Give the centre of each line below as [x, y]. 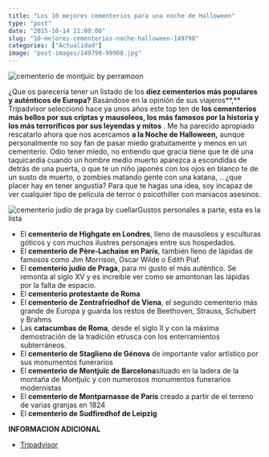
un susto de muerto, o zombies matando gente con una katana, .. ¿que [125, 177]
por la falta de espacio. [58, 285]
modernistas [41, 388]
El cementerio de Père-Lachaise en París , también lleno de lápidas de [136, 251]
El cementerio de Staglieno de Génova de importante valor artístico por [139, 354]
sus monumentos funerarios [67, 362]
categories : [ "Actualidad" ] [55, 46]
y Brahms [36, 319]
